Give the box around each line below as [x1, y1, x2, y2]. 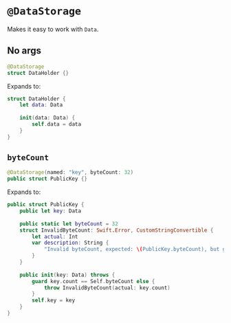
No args [7, 45, 42, 56]
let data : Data [19, 102, 63, 109]
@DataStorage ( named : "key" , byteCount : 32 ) [7, 169, 134, 176]
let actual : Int [32, 233, 78, 240]
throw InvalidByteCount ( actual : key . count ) [43, 284, 170, 291]
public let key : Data [19, 208, 81, 214]
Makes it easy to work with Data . [7, 25, 99, 33]
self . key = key [32, 297, 76, 304]
